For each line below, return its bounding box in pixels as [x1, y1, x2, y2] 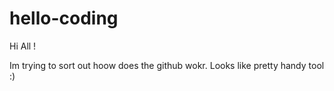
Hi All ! [9, 40, 37, 52]
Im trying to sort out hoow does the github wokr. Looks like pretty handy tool [9, 59, 325, 71]
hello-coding [9, 7, 119, 30]
